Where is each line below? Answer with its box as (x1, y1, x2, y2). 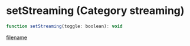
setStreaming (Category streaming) (6, 4, 185, 17)
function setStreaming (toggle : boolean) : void (6, 23, 123, 29)
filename (6, 34, 28, 41)
